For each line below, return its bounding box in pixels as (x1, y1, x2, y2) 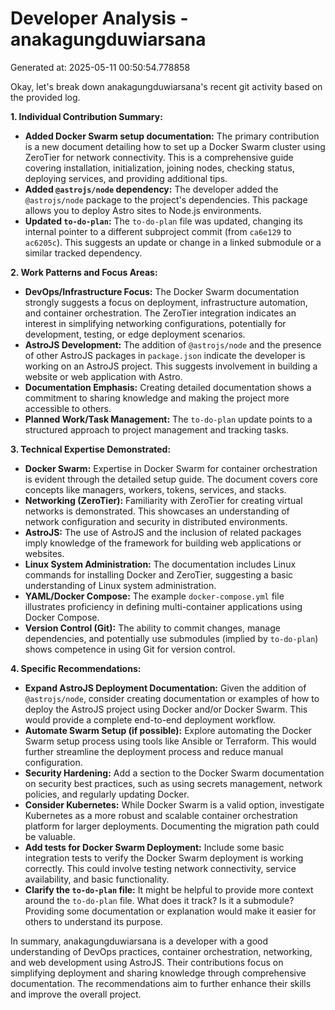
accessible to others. (24, 402, 112, 414)
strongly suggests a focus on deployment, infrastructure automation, (24, 296, 308, 308)
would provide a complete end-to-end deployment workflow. (24, 713, 276, 726)
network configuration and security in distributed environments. (24, 515, 288, 527)
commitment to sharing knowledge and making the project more (24, 392, 290, 404)
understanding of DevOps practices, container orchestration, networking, (10, 945, 313, 957)
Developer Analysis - (10, 7, 189, 30)
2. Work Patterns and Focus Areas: (10, 266, 158, 278)
